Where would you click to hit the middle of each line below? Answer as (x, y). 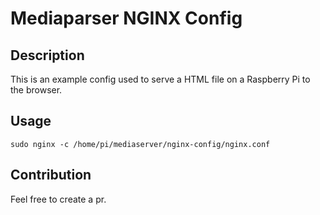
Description (47, 55)
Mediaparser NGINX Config (126, 18)
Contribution (51, 175)
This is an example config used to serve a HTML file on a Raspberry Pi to (160, 79)
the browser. (36, 90)
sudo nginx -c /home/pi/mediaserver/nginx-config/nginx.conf (140, 144)
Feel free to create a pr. (58, 199)
